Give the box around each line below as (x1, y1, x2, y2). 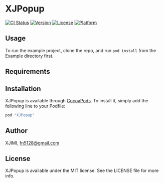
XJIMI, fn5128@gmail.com (5, 140, 60, 146)
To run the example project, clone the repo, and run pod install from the (5, 47, 156, 53)
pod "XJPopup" (5, 112, 35, 118)
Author (5, 126, 28, 135)
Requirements (5, 67, 50, 76)
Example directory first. (5, 53, 54, 59)
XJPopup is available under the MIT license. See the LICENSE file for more (5, 167, 159, 173)
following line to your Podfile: (5, 103, 66, 109)
